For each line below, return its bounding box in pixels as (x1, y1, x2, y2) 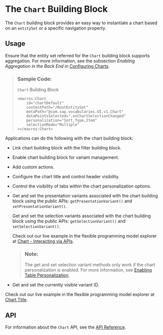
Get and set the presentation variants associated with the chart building (12, 193, 158, 199)
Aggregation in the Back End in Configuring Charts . (5, 63, 110, 69)
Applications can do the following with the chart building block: (5, 135, 133, 142)
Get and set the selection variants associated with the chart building (12, 213, 151, 219)
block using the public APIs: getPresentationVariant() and (12, 198, 132, 204)
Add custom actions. (12, 164, 55, 170)
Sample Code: (17, 75, 52, 82)
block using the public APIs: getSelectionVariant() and (12, 218, 126, 224)
